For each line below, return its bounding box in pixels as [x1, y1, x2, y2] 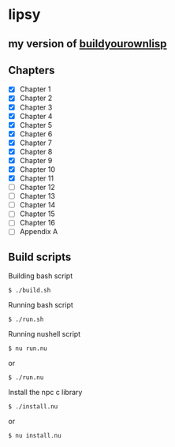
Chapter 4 [19, 111, 53, 121]
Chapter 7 [19, 138, 53, 147]
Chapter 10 [19, 164, 56, 174]
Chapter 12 [19, 183, 55, 192]
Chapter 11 [19, 173, 54, 183]
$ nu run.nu [8, 345, 47, 352]
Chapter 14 [19, 200, 56, 210]
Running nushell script [8, 330, 81, 339]
